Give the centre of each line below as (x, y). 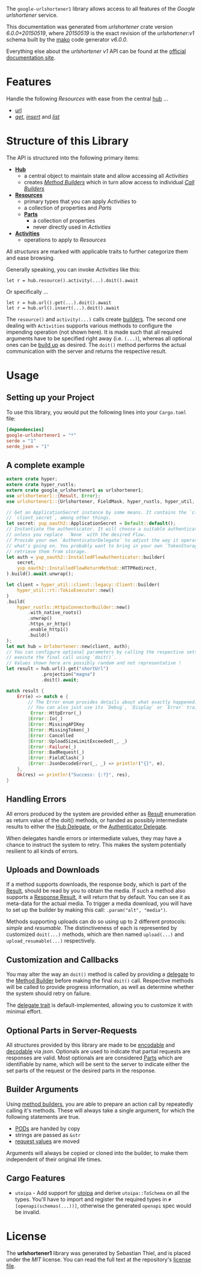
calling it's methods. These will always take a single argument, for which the (100, 1110)
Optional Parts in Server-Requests (72, 1030)
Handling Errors (36, 800)
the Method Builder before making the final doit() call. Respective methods (100, 980)
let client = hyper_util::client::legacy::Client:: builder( (83, 585)
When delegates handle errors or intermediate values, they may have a (94, 838)
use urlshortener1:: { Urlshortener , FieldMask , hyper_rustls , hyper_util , (101, 501)
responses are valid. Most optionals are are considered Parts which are (94, 1058)
